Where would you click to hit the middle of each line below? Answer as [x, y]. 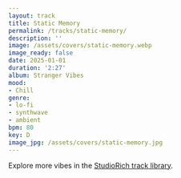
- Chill [21, 90]
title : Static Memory [44, 23]
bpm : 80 [21, 127]
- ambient [25, 120]
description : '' [35, 38]
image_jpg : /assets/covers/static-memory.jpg [85, 142]
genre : [19, 98]
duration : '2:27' [37, 68]
